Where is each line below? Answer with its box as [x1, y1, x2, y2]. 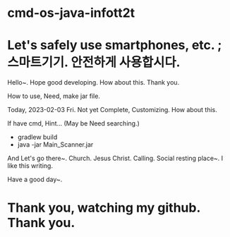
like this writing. [7, 162, 53, 170]
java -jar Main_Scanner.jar [17, 140, 94, 149]
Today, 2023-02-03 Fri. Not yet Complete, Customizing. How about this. [7, 106, 217, 114]
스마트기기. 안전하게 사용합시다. [7, 54, 181, 71]
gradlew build [17, 133, 58, 142]
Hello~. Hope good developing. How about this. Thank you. [7, 78, 180, 87]
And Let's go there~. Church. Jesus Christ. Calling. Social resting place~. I [7, 154, 224, 163]
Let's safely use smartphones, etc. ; [7, 37, 222, 54]
